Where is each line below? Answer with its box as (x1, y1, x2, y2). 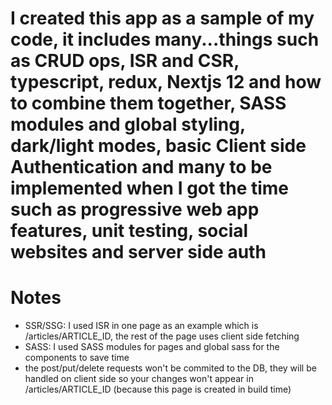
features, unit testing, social (10, 220, 249, 242)
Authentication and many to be (10, 156, 273, 179)
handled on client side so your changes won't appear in (24, 373, 254, 385)
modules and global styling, (10, 113, 246, 136)
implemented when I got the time (10, 177, 290, 200)
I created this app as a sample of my (10, 7, 315, 30)
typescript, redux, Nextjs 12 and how (10, 71, 322, 94)
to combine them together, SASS (10, 92, 287, 115)
